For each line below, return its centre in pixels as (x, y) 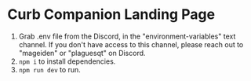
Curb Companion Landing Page (111, 15)
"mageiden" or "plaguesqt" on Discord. (82, 53)
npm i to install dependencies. (67, 61)
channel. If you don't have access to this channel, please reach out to (131, 44)
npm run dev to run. (50, 69)
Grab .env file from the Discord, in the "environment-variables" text (127, 36)
